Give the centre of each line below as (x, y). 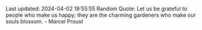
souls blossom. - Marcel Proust (44, 21)
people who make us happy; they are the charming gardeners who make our (101, 15)
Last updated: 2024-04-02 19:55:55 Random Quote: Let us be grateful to (96, 9)
